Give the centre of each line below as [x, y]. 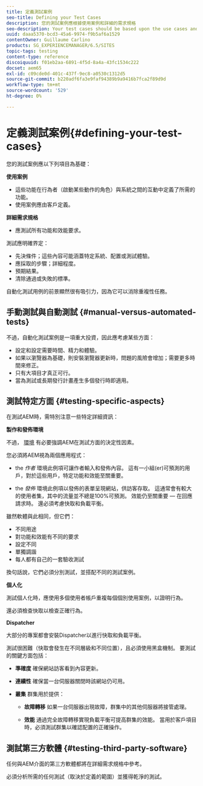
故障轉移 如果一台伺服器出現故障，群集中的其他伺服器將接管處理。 [107, 707]
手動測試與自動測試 [42, 312]
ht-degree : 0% [24, 96]
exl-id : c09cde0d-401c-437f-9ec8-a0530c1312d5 [66, 74]
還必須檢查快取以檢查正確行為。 [46, 611]
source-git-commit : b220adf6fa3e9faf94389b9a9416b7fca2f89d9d [86, 79]
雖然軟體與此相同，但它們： [41, 516]
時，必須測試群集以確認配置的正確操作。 [74, 727]
